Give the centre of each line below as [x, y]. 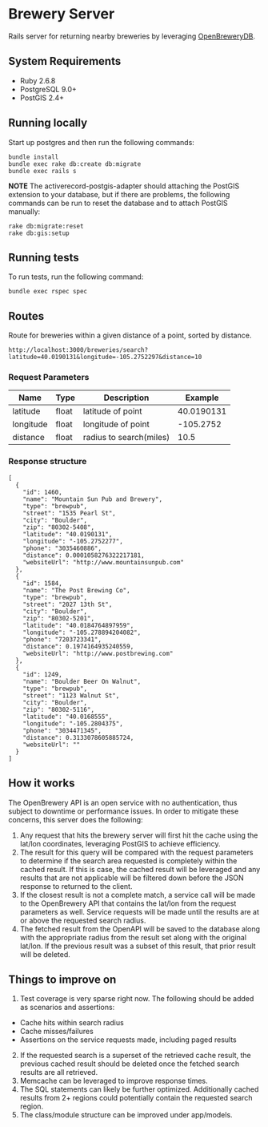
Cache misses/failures [56, 1032]
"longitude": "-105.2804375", [73, 723]
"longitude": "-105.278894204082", [82, 632]
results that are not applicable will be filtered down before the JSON [132, 878]
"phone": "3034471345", [62, 730]
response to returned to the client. [76, 886]
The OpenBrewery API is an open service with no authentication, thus [123, 802]
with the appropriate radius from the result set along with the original [133, 937]
